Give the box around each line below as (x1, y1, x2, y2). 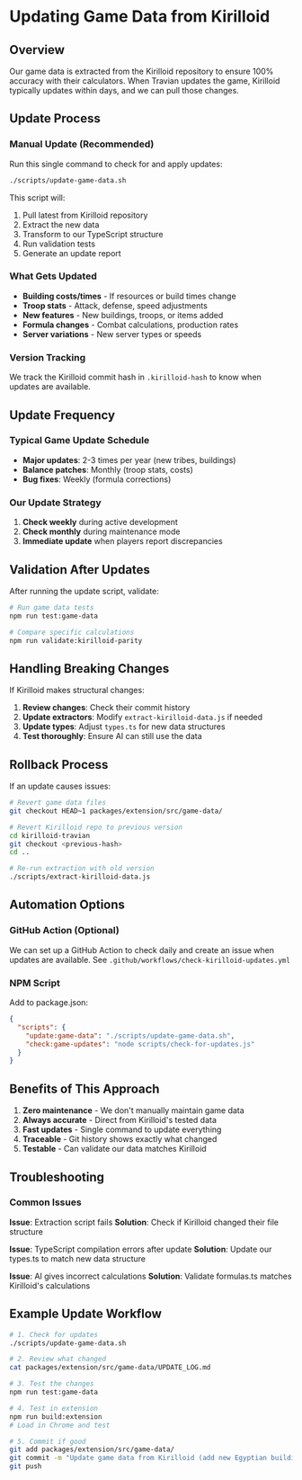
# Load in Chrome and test (9, 1421, 111, 1430)
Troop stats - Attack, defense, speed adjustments (22, 299, 209, 311)
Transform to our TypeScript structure (22, 228, 164, 239)
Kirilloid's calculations (9, 1279, 91, 1291)
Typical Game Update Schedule (9, 434, 150, 447)
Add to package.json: (9, 997, 88, 1008)
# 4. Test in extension (9, 1404, 99, 1413)
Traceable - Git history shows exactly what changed (22, 1134, 218, 1145)
